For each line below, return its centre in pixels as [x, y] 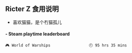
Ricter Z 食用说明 [32, 9]
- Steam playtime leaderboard [38, 34]
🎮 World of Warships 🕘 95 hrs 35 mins [66, 45]
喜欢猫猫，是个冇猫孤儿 [37, 22]
